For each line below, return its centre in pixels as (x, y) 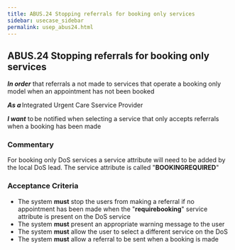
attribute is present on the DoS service (74, 216)
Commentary (31, 144)
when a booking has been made (54, 126)
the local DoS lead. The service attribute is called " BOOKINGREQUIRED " (113, 168)
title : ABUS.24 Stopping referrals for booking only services (101, 14)
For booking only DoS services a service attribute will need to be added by (116, 160)
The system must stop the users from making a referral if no (106, 201)
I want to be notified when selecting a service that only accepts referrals (113, 119)
